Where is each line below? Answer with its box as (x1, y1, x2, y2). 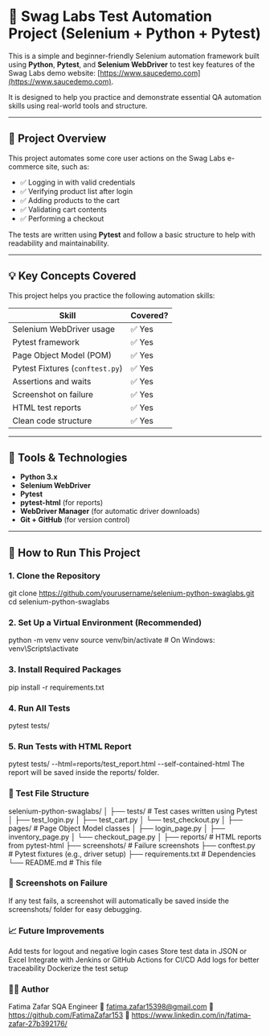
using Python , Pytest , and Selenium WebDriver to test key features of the (8, 60, 256, 69)
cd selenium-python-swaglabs (8, 597, 110, 607)
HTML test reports (12, 402, 82, 413)
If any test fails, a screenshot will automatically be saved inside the (8, 896, 229, 905)
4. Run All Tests (8, 702, 71, 714)
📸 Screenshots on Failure (8, 877, 108, 889)
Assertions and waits (12, 375, 92, 387)
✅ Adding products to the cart (19, 195, 120, 205)
